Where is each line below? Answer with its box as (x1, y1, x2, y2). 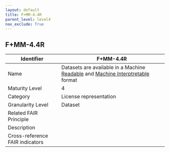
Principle (8, 116, 29, 123)
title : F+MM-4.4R (5, 12, 42, 17)
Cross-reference (8, 132, 49, 139)
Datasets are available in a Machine (61, 64, 146, 71)
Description (8, 124, 35, 131)
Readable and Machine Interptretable (61, 70, 150, 78)
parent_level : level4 (5, 17, 51, 22)
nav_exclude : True (5, 21, 44, 27)
